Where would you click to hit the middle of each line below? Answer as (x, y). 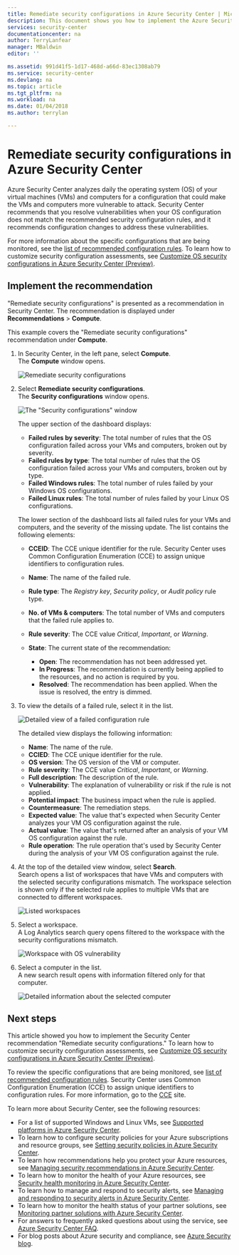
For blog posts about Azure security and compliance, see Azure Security (124, 1236)
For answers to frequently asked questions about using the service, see (123, 1221)
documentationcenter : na (44, 34)
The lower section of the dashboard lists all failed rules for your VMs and (124, 519)
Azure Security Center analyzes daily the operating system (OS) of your (112, 189)
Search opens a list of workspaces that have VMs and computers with (120, 874)
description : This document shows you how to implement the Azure (108, 21)
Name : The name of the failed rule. (80, 577)
